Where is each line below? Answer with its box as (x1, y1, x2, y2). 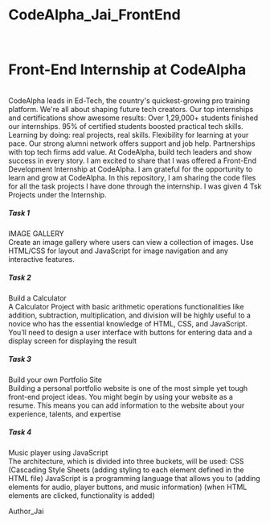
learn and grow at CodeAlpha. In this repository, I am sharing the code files (8, 172, 256, 182)
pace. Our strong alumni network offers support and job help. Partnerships (8, 139, 256, 148)
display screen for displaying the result (8, 336, 137, 346)
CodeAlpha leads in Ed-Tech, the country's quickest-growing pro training (8, 95, 251, 106)
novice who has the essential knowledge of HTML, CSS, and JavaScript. (8, 318, 247, 328)
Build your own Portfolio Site (8, 375, 103, 384)
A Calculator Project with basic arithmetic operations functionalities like (8, 301, 244, 311)
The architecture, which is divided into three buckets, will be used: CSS (8, 456, 244, 466)
